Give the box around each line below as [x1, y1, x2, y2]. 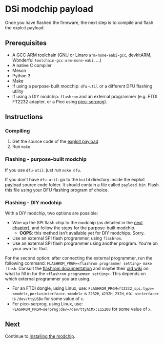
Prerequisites [5, 39, 47, 47]
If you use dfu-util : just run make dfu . [5, 167, 82, 173]
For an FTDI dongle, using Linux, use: [12, 285, 87, 291]
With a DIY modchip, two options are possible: [5, 210, 99, 216]
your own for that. [12, 246, 48, 252]
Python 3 [12, 72, 31, 79]
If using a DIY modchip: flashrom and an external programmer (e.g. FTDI [12, 93, 158, 99]
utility [12, 88, 23, 94]
